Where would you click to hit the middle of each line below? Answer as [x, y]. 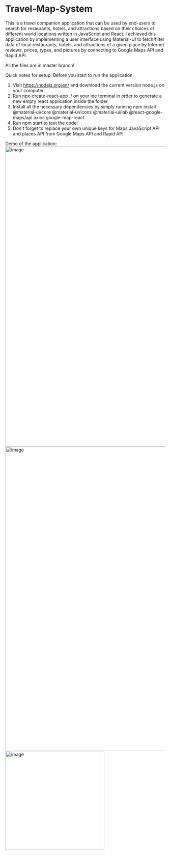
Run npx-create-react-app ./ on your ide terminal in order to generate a [87, 96]
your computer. [28, 90]
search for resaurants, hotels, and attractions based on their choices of [80, 28]
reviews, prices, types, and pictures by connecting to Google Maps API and [84, 50]
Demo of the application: [31, 144]
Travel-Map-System [49, 9]
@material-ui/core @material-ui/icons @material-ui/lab [70, 112]
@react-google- [146, 112]
